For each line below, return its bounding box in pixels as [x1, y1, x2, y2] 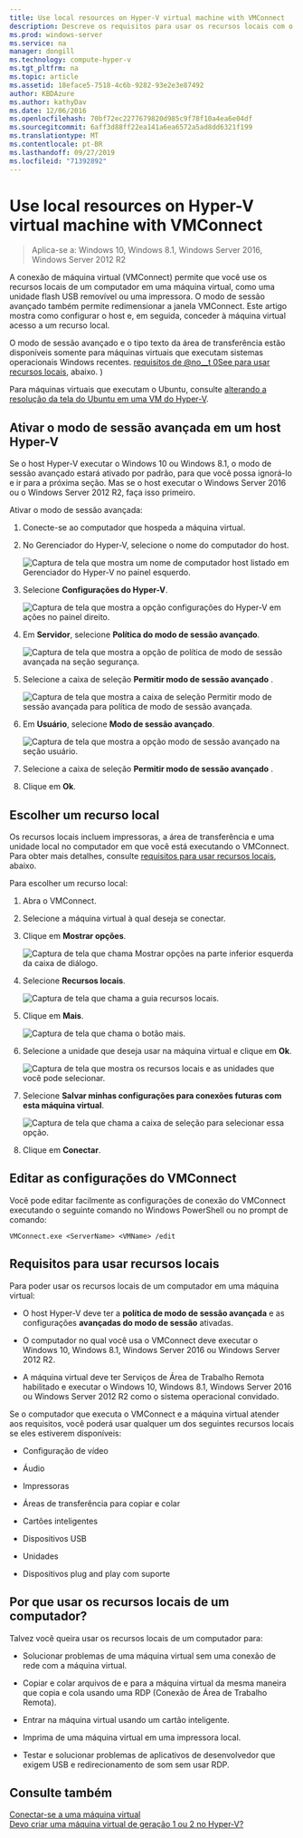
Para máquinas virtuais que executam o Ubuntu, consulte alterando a [9, 384, 267, 395]
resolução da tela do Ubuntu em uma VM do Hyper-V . [9, 393, 210, 404]
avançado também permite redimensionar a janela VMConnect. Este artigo [9, 301, 288, 312]
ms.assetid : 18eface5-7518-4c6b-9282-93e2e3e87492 [9, 81, 204, 90]
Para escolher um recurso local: [9, 878, 128, 889]
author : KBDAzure [9, 89, 75, 98]
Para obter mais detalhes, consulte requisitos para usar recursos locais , [9, 851, 277, 862]
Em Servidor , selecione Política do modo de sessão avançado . [22, 629, 260, 640]
